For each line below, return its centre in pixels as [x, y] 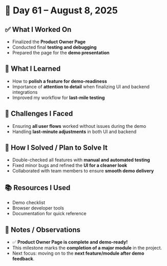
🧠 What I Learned [33, 69]
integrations [25, 92]
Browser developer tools [38, 208]
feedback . [23, 259]
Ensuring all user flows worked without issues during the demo [79, 126]
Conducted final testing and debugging [54, 47]
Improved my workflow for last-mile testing [58, 98]
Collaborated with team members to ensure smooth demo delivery [83, 171]
